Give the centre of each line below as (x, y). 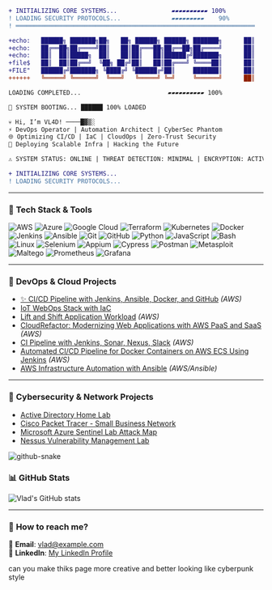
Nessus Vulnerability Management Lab (85, 440)
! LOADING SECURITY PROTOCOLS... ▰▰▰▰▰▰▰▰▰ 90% (119, 18)
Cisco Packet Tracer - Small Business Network (98, 423)
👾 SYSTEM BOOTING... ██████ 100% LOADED (78, 107)
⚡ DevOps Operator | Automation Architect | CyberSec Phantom (115, 129)
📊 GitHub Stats (39, 478)
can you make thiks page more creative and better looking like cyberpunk (131, 569)
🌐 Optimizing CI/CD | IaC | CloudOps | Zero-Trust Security (113, 137)
